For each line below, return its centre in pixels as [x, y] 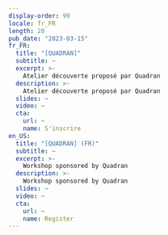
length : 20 [27, 31]
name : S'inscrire [52, 128]
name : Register [48, 219]
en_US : [19, 136]
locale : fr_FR [32, 23]
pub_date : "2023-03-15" [48, 38]
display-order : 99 [39, 16]
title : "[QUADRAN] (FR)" [57, 143]
